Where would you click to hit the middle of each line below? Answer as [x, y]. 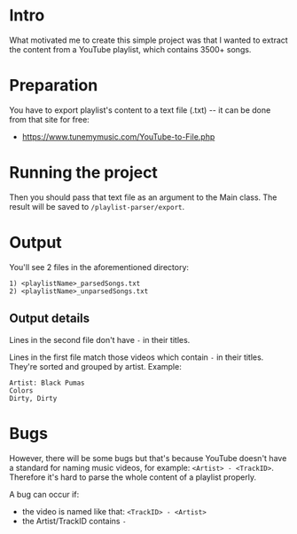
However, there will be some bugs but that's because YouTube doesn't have [148, 458]
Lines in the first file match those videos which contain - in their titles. [137, 357]
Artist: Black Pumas [47, 383]
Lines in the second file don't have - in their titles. [100, 339]
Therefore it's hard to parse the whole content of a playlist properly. [133, 477]
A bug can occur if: [44, 494]
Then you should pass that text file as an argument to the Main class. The [143, 197]
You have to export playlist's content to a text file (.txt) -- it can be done [140, 110]
